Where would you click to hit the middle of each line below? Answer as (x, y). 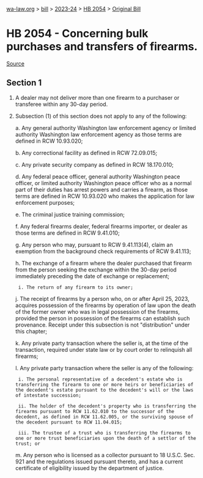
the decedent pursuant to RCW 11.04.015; (68, 422)
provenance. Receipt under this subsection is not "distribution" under (102, 325)
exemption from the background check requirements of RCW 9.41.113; (103, 251)
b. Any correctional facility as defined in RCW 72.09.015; (86, 153)
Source (15, 63)
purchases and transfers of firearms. (102, 47)
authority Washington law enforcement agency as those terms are (98, 134)
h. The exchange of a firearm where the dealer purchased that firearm (103, 263)
